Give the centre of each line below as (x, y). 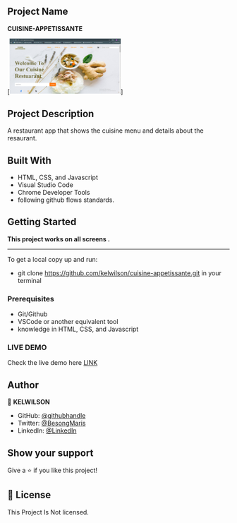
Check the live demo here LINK (53, 363)
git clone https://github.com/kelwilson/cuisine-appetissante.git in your (120, 273)
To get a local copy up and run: (53, 259)
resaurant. (22, 138)
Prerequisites (31, 299)
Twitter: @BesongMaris (51, 423)
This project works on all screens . (59, 239)
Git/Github (32, 314)
